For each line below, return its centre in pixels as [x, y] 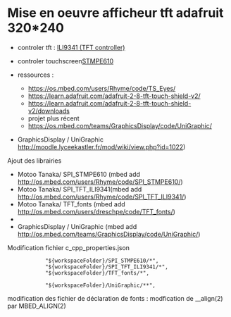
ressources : [36, 75]
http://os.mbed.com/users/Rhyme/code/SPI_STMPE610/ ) [100, 182]
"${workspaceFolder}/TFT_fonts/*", [97, 273]
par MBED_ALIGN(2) [37, 306]
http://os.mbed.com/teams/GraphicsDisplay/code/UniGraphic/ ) [109, 234]
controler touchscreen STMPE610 [65, 61]
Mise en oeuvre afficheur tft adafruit [115, 13]
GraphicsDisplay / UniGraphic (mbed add [77, 226]
